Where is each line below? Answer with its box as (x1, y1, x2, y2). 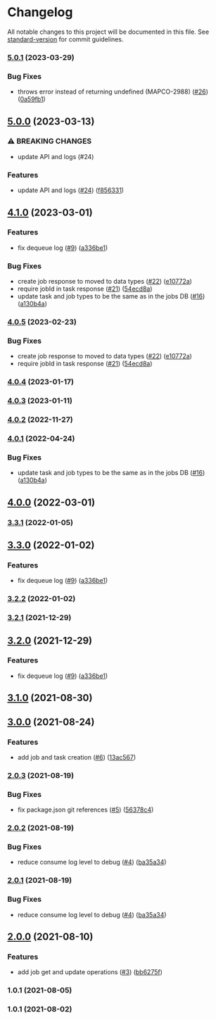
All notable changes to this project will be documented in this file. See (7, 27, 210, 36)
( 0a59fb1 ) (17, 95, 46, 103)
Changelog (7, 4, 73, 20)
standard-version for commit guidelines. (7, 34, 124, 43)
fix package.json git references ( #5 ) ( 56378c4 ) (17, 805, 154, 814)
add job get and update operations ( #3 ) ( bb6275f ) (17, 968, 163, 976)
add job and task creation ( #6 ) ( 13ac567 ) (17, 753, 136, 761)
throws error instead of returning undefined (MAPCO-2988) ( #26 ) (17, 87, 209, 96)
